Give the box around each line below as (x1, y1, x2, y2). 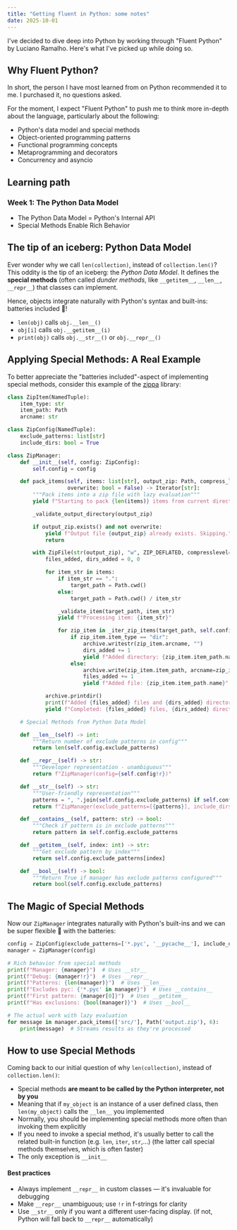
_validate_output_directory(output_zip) (32, 511, 153, 518)
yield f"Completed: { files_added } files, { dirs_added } (44, 705, 210, 712)
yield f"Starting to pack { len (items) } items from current (32, 498, 210, 505)
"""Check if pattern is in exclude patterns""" (32, 822, 175, 829)
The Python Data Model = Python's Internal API (17, 214, 155, 222)
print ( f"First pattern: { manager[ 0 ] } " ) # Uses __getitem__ (7, 993, 188, 1000)
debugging (17, 1192, 49, 1200)
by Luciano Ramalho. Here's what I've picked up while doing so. (7, 44, 193, 52)
